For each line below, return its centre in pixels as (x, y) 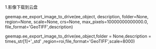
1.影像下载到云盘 (21, 7)
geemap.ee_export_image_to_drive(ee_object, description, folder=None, (77, 17)
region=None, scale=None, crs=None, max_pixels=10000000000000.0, (77, 22)
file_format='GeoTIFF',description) (39, 27)
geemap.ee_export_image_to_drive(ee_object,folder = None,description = (78, 36)
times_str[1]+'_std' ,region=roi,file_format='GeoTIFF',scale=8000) (70, 41)
